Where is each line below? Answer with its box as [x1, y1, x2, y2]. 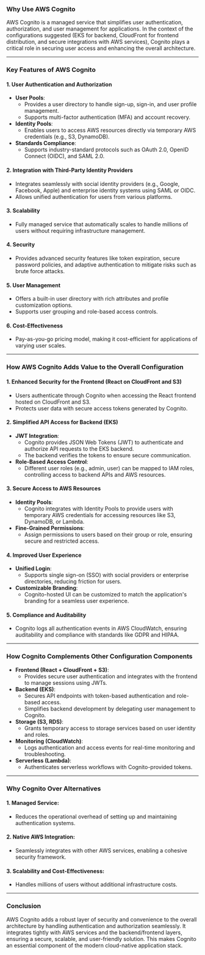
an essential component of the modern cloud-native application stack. [6, 942, 183, 949]
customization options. [15, 301, 73, 309]
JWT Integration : [15, 432, 59, 439]
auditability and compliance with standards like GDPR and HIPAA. [15, 631, 179, 638]
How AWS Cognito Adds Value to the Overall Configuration [6, 363, 184, 371]
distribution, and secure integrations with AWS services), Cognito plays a [6, 38, 190, 46]
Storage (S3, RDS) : [15, 718, 64, 725]
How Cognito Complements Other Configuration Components [6, 652, 193, 660]
